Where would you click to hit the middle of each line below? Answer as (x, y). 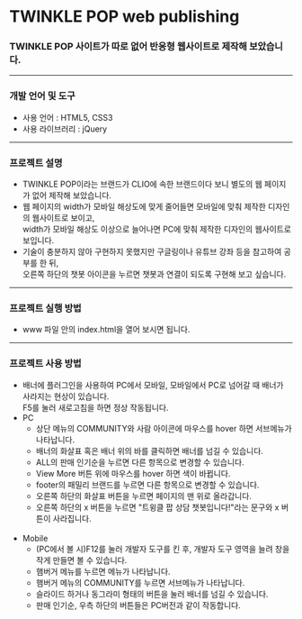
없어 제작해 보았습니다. (72, 196)
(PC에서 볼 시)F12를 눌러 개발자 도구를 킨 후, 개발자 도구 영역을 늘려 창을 (163, 549)
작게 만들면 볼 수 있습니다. (81, 560)
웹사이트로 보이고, (63, 218)
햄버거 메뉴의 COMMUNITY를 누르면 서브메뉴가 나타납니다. (140, 582)
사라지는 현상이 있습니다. (66, 396)
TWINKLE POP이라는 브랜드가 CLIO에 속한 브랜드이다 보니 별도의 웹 (142, 184)
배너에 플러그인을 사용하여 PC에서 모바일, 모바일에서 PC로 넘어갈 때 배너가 (153, 385)
